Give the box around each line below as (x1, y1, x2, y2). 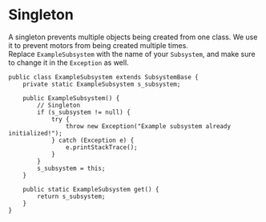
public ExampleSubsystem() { (22, 94, 120, 102)
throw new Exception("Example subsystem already (65, 122, 231, 130)
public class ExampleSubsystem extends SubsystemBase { (8, 73, 199, 81)
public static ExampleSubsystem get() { (22, 185, 159, 193)
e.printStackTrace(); (65, 143, 138, 151)
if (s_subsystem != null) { (37, 108, 131, 116)
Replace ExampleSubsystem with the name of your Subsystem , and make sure (8, 49, 256, 59)
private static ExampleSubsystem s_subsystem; (22, 80, 181, 88)
